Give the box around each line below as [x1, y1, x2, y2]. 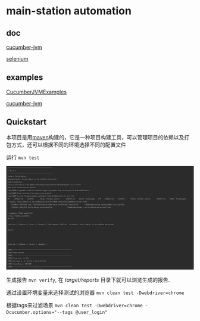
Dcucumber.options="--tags [6, 309, 73, 315]
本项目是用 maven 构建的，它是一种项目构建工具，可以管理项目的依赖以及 [6, 133, 185, 141]
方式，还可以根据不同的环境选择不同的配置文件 [11, 141, 126, 148]
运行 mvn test [6, 154, 40, 161]
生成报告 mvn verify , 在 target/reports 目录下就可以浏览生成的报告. [6, 276, 170, 283]
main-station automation [6, 4, 132, 18]
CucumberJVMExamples [6, 88, 67, 95]
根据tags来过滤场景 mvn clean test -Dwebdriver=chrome [6, 301, 143, 308]
